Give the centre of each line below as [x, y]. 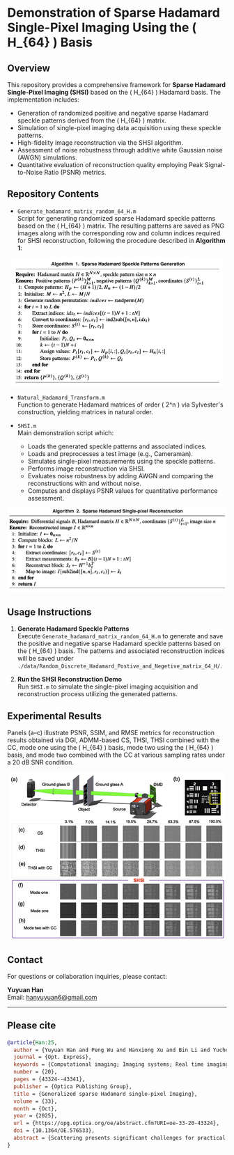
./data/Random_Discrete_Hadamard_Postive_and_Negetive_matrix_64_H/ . [120, 666]
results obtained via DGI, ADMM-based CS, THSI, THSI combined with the [114, 740]
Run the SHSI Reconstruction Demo [70, 679]
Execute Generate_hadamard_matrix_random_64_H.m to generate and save [120, 636]
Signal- [215, 165]
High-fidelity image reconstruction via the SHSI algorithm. [100, 143]
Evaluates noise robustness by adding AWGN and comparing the [120, 476]
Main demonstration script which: [65, 432]
